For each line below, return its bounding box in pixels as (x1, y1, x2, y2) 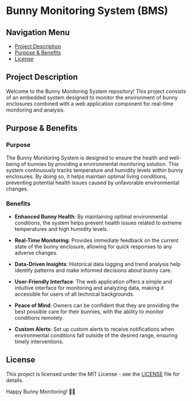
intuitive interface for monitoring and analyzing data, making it (14, 284, 164, 291)
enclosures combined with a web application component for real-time (6, 100, 174, 107)
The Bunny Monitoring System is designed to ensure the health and (6, 154, 168, 161)
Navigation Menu (6, 27, 70, 37)
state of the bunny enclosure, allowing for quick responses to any (14, 243, 172, 250)
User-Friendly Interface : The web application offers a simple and (14, 278, 172, 285)
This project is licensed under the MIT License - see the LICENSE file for (6, 370, 180, 378)
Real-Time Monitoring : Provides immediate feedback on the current (14, 237, 179, 244)
